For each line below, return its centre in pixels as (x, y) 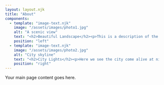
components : (17, 18)
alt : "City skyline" (35, 55)
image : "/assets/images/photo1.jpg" (51, 28)
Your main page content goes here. (41, 78)
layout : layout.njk (25, 9)
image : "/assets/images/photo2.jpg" (51, 50)
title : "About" (20, 14)
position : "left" (31, 41)
